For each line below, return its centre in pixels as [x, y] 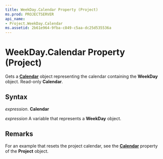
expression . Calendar [27, 109]
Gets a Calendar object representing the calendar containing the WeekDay [81, 76]
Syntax [16, 97]
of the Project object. [27, 151]
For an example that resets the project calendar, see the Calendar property [81, 146]
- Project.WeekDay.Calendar [34, 23]
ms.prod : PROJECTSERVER [30, 14]
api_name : [15, 19]
